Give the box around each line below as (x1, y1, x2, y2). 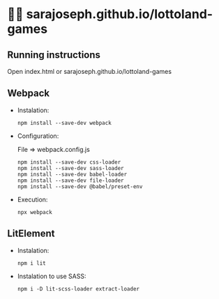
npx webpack (17, 208, 52, 215)
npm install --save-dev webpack (17, 119, 112, 126)
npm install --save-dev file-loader (17, 177, 124, 184)
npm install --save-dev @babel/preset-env (17, 183, 143, 190)
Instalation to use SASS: (17, 272, 86, 280)
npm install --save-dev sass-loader (17, 164, 124, 171)
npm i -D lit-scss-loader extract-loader (17, 285, 139, 292)
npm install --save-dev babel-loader (17, 171, 128, 178)
